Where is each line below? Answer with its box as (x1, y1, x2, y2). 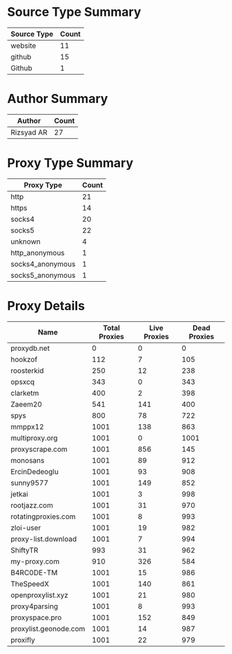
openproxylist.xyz (10, 590, 69, 599)
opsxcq (10, 377, 35, 387)
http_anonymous (10, 248, 65, 258)
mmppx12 (10, 422, 44, 432)
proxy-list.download (10, 534, 77, 544)
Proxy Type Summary (7, 155, 133, 171)
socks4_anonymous (10, 259, 76, 269)
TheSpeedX (10, 579, 50, 588)
